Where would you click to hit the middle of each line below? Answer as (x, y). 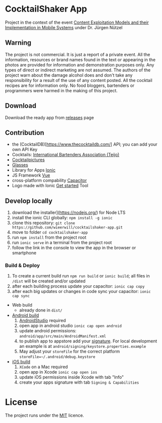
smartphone (24, 253)
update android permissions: (48, 331)
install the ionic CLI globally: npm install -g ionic (62, 218)
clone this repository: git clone (44, 223)
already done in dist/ (41, 310)
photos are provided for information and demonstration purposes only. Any (80, 65)
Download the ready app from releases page (50, 117)
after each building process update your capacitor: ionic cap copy (78, 286)
